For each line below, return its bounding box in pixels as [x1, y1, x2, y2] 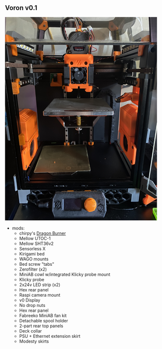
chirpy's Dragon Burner [19, 230, 66, 236]
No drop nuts [19, 302, 46, 308]
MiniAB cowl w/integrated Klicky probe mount [19, 271, 110, 277]
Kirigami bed [19, 251, 45, 257]
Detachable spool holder [19, 318, 68, 323]
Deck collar [19, 328, 42, 334]
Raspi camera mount [19, 292, 60, 298]
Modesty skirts [19, 338, 49, 344]
